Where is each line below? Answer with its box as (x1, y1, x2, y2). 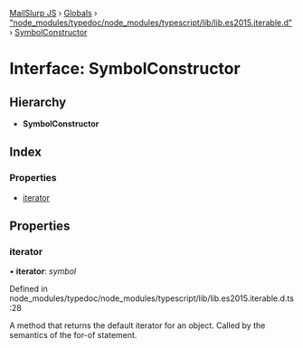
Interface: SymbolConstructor (9, 59, 241, 80)
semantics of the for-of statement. (9, 330, 137, 341)
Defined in (9, 284, 48, 295)
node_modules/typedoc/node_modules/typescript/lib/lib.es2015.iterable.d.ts (9, 293, 294, 304)
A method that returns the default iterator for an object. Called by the (9, 320, 266, 331)
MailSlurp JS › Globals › (9, 8, 98, 18)
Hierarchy (9, 94, 67, 109)
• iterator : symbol (9, 266, 77, 277)
